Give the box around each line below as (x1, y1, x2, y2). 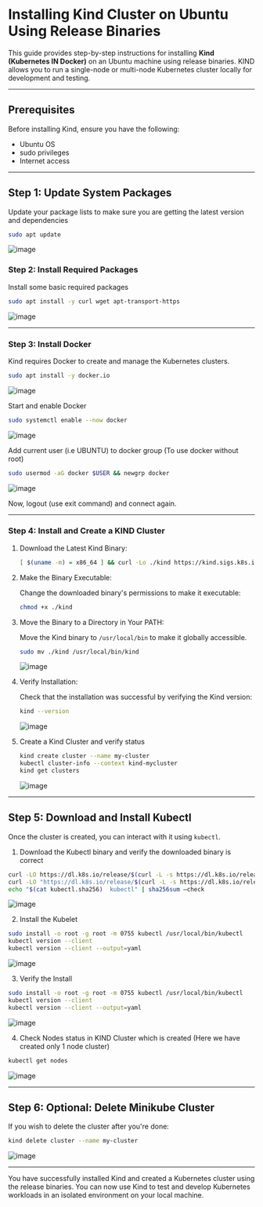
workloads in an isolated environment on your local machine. (8, 1191, 204, 1200)
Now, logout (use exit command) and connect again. (8, 499, 177, 508)
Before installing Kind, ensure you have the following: (8, 124, 180, 134)
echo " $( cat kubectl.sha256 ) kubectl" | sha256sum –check (8, 885, 205, 893)
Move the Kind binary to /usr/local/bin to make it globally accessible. (19, 632, 247, 642)
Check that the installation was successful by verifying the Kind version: (19, 693, 253, 702)
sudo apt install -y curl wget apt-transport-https (8, 297, 180, 305)
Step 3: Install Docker (8, 338, 92, 349)
